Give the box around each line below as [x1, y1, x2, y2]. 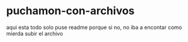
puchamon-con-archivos [6, 4, 135, 18]
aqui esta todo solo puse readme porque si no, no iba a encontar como [6, 24, 183, 31]
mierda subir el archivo [6, 30, 63, 37]
